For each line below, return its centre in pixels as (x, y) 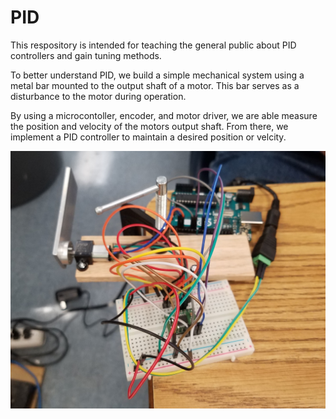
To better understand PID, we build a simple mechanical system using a (157, 75)
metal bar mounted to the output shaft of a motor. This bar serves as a (155, 85)
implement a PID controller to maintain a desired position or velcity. (148, 137)
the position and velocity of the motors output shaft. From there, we (149, 126)
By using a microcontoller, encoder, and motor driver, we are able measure (164, 115)
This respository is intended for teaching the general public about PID (153, 45)
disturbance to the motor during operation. (98, 96)
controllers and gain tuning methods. (86, 55)
